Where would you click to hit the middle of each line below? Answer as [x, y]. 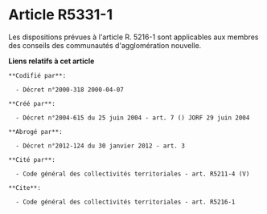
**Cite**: [25, 188]
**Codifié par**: [37, 75]
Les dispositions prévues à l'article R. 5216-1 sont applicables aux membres [133, 37]
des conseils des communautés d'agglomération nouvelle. [105, 45]
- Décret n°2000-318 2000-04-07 [70, 90]
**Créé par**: [32, 103]
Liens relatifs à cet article [51, 61]
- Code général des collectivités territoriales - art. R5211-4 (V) [133, 174]
